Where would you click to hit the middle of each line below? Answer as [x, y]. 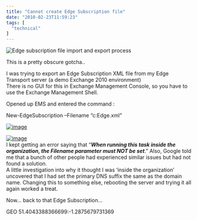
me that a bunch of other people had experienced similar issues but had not [98, 157]
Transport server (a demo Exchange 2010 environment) [74, 80]
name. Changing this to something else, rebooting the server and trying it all [99, 183]
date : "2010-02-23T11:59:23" [42, 17]
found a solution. [27, 164]
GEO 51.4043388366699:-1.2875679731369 [60, 212]
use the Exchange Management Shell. [52, 93]
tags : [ [16, 23]
